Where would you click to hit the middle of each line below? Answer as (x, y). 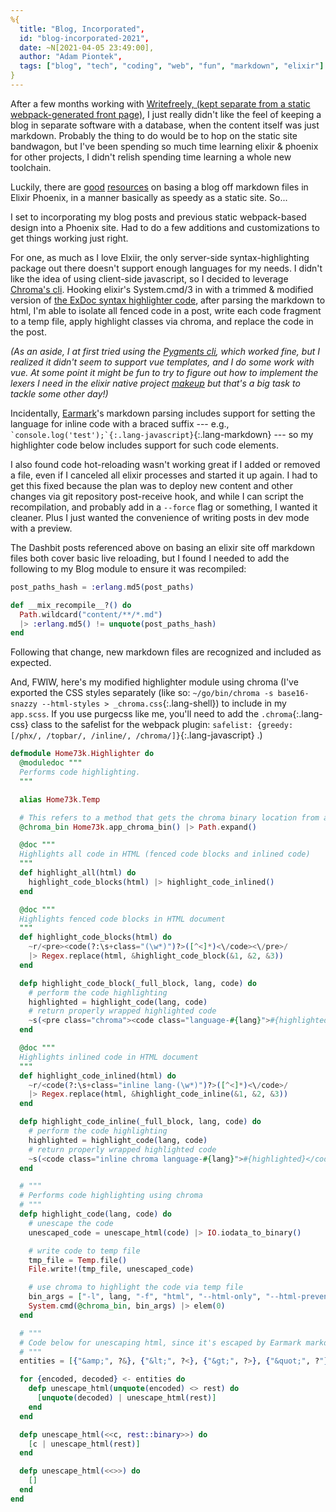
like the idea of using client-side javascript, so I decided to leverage (149, 278)
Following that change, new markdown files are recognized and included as (166, 652)
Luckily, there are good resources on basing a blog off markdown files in (159, 187)
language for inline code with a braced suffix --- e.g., (120, 423)
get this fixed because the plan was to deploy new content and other (151, 485)
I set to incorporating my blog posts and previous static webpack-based (158, 217)
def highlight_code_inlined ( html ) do (98, 1076)
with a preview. (41, 528)
